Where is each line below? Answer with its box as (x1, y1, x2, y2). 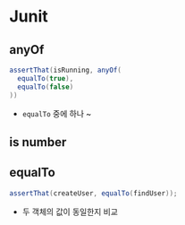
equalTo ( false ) (17, 82, 74, 91)
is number (9, 134, 67, 150)
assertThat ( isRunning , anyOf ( (9, 65, 122, 74)
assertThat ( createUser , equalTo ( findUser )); (9, 188, 178, 198)
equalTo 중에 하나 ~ (21, 108, 92, 118)
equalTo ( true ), (17, 74, 74, 82)
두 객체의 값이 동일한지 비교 (21, 206, 119, 217)
